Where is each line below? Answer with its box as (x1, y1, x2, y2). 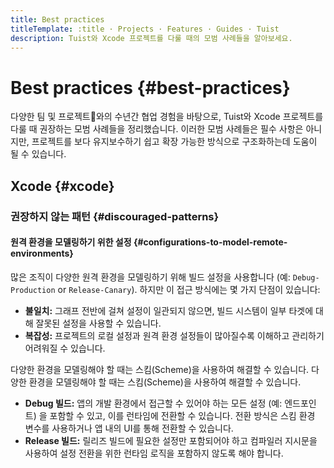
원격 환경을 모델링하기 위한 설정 (10, 236, 132, 248)
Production (10, 285, 56, 295)
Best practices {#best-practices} (10, 76, 291, 99)
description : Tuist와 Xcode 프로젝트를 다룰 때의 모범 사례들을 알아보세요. (10, 33, 293, 43)
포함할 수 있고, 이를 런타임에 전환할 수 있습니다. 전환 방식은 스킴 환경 (49, 409, 316, 421)
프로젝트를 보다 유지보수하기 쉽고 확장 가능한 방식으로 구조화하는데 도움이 (31, 136, 318, 148)
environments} (10, 247, 74, 260)
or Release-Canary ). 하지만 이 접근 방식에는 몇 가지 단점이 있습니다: (57, 283, 321, 295)
